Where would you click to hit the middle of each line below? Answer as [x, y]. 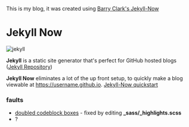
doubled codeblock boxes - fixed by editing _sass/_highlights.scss [98, 113]
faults [15, 100]
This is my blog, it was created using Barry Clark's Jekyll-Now [83, 9]
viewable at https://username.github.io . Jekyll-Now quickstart [82, 84]
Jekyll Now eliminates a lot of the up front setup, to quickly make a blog [94, 78]
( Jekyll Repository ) [29, 66]
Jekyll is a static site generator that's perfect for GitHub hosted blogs [92, 60]
